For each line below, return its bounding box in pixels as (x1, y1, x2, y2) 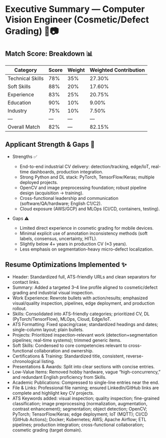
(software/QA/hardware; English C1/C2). (19, 200, 102, 206)
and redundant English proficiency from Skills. (12, 374, 107, 380)
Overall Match (7, 123, 41, 130)
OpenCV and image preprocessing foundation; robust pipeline (19, 184, 147, 190)
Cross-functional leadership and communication (19, 195, 119, 201)
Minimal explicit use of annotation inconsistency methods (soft (19, 230, 148, 236)
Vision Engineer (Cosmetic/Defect (5, 14, 149, 25)
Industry (7, 107, 27, 114)
